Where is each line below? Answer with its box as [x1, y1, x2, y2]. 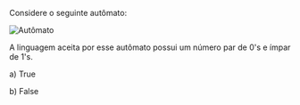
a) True [9, 69, 36, 79]
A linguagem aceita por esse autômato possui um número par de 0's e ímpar [9, 42, 291, 52]
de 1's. [9, 52, 33, 61]
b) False [9, 86, 39, 96]
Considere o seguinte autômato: [9, 8, 128, 18]
